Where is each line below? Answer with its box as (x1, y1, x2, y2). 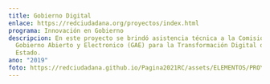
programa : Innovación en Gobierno (8, 26, 125, 34)
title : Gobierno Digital (8, 11, 92, 20)
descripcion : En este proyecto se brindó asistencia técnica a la (8, 34, 235, 42)
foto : (8, 64, 27, 72)
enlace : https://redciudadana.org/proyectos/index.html (8, 19, 199, 27)
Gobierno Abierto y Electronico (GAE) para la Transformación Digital (15, 42, 257, 50)
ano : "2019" (8, 57, 48, 65)
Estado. (15, 49, 42, 57)
